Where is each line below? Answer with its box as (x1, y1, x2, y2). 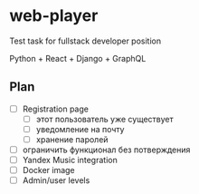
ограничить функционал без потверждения (22, 144, 191, 155)
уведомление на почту (35, 123, 125, 134)
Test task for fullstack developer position (9, 35, 161, 46)
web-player (9, 5, 99, 26)
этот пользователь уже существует (35, 113, 174, 124)
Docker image (22, 165, 75, 176)
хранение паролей (35, 133, 109, 145)
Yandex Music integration (22, 155, 118, 166)
